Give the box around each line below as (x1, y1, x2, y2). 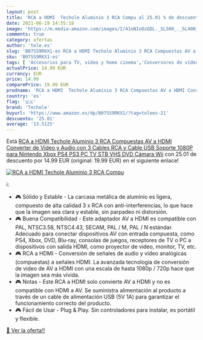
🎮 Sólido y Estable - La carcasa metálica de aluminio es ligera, (14, 193, 172, 200)
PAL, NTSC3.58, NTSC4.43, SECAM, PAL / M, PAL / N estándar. (14, 224, 173, 231)
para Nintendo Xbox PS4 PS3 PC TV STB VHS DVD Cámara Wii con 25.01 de (6, 150, 197, 158)
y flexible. (14, 315, 40, 322)
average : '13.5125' (6, 121, 56, 127)
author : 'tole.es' (6, 43, 53, 49)
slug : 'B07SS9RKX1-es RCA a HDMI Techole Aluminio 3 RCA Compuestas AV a (6, 48, 196, 54)
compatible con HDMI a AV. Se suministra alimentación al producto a (14, 287, 186, 294)
